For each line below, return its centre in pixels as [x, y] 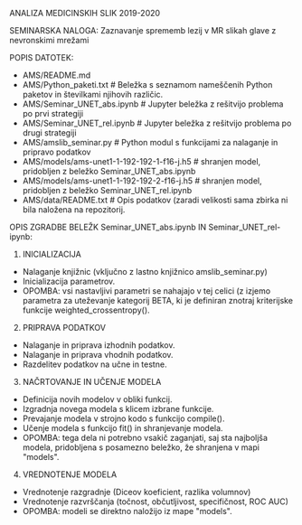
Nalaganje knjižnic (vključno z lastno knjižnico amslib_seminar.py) [145, 272]
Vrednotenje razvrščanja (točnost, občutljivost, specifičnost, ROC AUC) [156, 502]
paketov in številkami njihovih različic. [93, 94]
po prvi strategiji [53, 113]
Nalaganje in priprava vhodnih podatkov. [98, 355]
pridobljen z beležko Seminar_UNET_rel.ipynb [107, 190]
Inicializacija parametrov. [69, 281]
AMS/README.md [57, 75]
